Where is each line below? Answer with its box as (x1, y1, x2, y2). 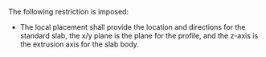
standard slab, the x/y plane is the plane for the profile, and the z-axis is (19, 31, 259, 40)
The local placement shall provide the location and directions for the (19, 22, 246, 31)
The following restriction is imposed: (8, 7, 129, 16)
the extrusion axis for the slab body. (19, 39, 139, 49)
